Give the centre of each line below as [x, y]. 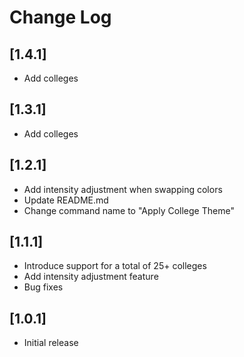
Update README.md [66, 200]
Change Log [60, 17]
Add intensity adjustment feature [91, 277]
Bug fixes [43, 287]
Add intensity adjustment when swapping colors [123, 189]
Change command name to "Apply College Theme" [129, 210]
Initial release [51, 343]
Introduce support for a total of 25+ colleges [115, 266]
